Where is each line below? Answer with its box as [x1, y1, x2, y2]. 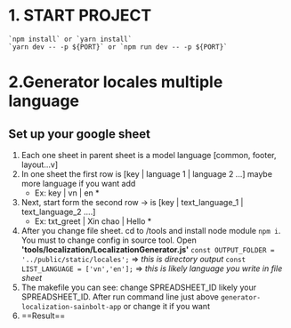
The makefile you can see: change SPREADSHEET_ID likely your [20, 282, 257, 292]
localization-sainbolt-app [20, 302, 122, 311]
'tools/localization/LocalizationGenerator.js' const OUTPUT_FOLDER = [20, 244, 275, 254]
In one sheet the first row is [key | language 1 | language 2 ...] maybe [20, 168, 273, 179]
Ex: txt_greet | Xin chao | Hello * [34, 215, 152, 227]
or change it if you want [123, 300, 211, 311]
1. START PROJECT [8, 5, 152, 26]
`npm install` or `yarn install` [8, 35, 133, 44]
